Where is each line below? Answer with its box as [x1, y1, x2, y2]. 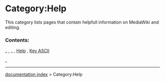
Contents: [5, 36, 29, 43]
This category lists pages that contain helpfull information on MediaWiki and [5, 19, 159, 25]
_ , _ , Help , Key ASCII [5, 48, 50, 54]
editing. [5, 24, 21, 30]
